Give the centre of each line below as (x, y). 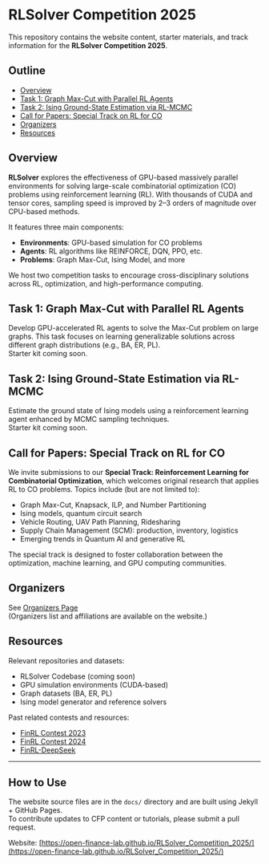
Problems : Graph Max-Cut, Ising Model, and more (102, 259)
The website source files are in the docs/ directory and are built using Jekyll (133, 802)
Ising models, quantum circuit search (81, 513)
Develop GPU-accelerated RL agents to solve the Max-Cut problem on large (133, 328)
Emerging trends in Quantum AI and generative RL (102, 539)
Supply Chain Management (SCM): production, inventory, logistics (129, 530)
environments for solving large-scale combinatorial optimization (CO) (122, 185)
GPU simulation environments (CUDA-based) (94, 684)
